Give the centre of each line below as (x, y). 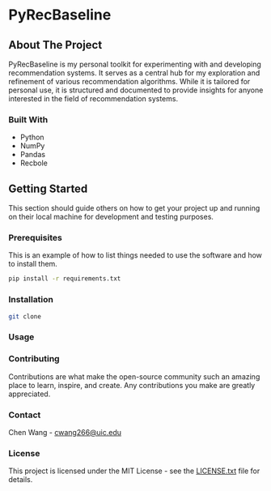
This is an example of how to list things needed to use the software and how (135, 255)
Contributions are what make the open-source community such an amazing (134, 376)
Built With (28, 119)
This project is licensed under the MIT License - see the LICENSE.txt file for (134, 471)
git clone (25, 316)
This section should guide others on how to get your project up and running (134, 208)
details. (21, 480)
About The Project (55, 45)
